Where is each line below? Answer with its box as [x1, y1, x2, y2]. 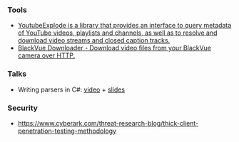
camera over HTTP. [17, 51, 76, 60]
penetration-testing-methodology [17, 126, 116, 135]
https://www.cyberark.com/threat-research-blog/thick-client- [17, 119, 199, 127]
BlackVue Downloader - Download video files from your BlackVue [17, 44, 212, 53]
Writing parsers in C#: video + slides [17, 85, 126, 94]
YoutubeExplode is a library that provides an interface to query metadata [17, 21, 232, 30]
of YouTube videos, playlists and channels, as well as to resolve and [17, 28, 218, 37]
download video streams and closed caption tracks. [17, 36, 171, 45]
